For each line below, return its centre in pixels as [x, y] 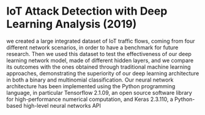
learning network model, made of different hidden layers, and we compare [100, 60]
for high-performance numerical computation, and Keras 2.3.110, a [90, 99]
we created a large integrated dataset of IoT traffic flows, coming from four [101, 41]
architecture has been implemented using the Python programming [91, 86]
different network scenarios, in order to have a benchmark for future [92, 47]
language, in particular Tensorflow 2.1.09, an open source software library [99, 92]
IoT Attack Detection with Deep [87, 11]
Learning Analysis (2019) [72, 24]
